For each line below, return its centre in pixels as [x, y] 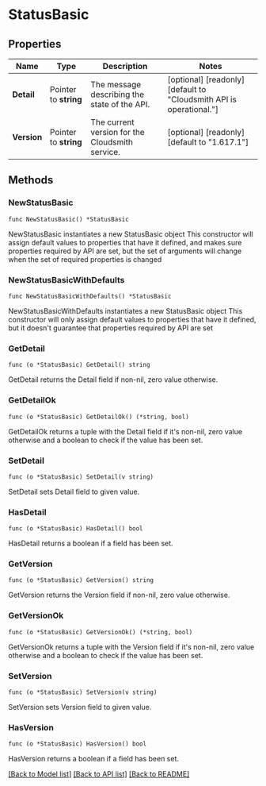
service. [106, 152]
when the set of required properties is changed [85, 259]
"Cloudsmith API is [202, 99]
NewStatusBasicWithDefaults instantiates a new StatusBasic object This [125, 310]
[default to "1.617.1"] [208, 142]
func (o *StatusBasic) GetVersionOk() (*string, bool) [101, 632]
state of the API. [120, 104]
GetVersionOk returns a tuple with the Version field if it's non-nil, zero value [131, 647]
